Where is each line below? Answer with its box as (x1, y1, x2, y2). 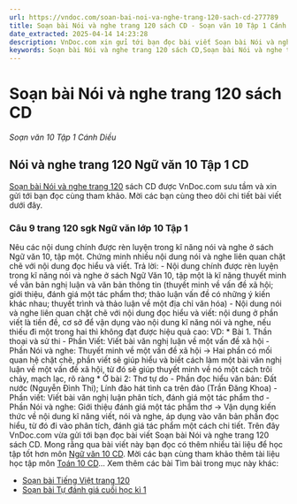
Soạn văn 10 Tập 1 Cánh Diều (9, 132, 117, 142)
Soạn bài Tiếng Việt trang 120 (21, 475, 130, 486)
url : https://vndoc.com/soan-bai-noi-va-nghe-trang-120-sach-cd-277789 (9, 12, 278, 22)
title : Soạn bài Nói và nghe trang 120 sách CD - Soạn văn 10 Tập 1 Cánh (9, 21, 287, 30)
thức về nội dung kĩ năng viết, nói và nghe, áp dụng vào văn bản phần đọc (9, 411, 280, 422)
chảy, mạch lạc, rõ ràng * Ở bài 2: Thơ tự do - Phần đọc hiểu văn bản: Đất (9, 373, 277, 385)
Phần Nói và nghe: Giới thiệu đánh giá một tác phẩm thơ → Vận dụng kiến (9, 401, 277, 412)
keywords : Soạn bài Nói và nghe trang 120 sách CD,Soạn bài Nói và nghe (9, 46, 283, 55)
